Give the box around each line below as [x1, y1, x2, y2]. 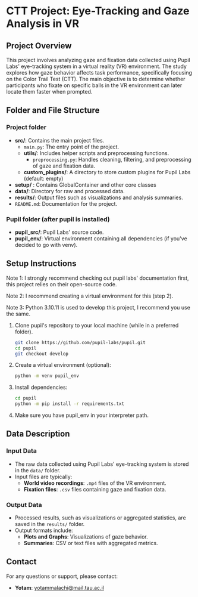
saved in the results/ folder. [14, 521, 85, 528]
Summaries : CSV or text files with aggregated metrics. [23, 540, 159, 547]
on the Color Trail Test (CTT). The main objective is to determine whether [6, 76, 186, 82]
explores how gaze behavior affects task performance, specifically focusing [6, 69, 192, 76]
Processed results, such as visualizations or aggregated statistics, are [14, 514, 186, 521]
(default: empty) [23, 175, 64, 182]
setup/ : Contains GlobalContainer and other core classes [14, 181, 156, 188]
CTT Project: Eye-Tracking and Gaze [6, 4, 190, 18]
